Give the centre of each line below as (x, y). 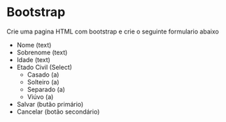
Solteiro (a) (43, 82)
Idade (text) (33, 59)
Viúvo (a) (40, 97)
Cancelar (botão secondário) (58, 112)
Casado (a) (43, 75)
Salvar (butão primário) (50, 104)
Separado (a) (46, 89)
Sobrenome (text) (42, 52)
